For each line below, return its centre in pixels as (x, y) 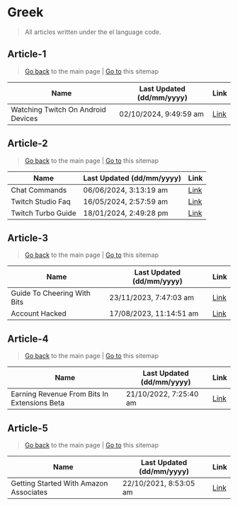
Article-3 (28, 238)
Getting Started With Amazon (59, 483)
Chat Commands (39, 190)
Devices (24, 118)
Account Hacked (39, 314)
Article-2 (28, 143)
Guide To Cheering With (51, 293)
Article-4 (28, 339)
